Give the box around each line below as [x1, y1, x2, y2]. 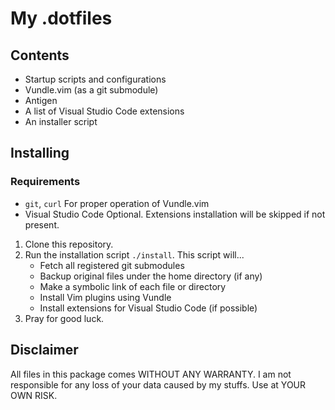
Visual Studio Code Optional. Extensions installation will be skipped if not [24, 208, 326, 220]
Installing [10, 145, 70, 162]
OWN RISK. [10, 389, 58, 401]
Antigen [24, 95, 58, 106]
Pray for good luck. [24, 312, 105, 324]
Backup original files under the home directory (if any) [39, 270, 263, 282]
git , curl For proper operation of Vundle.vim [24, 197, 210, 209]
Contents [10, 47, 70, 64]
